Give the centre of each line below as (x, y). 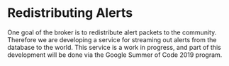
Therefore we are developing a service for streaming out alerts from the (112, 39)
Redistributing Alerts (70, 13)
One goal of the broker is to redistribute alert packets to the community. (112, 32)
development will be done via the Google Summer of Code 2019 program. (115, 55)
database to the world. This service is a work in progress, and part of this (114, 47)
